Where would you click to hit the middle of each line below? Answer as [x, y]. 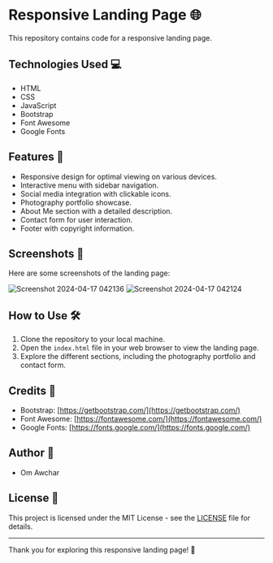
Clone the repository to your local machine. [92, 340]
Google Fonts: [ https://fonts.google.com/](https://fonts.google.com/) [135, 427]
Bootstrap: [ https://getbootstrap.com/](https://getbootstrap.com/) [130, 410]
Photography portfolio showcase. [76, 202]
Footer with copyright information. [77, 228]
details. [21, 526]
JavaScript [38, 105]
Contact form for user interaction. [76, 219]
